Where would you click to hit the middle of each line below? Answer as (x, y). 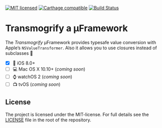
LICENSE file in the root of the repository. (48, 120)
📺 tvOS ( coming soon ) (37, 84)
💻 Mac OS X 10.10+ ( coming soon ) (49, 69)
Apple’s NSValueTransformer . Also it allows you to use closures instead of (81, 48)
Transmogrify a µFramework (67, 28)
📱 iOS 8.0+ (24, 63)
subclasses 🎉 (19, 53)
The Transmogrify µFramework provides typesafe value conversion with (81, 42)
